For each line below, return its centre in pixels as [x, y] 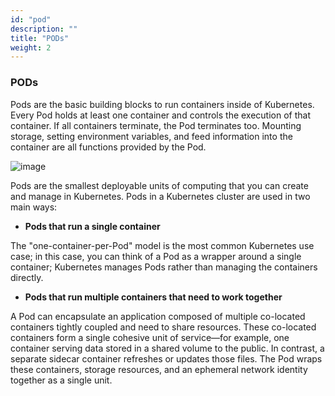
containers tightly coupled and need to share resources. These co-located [163, 327]
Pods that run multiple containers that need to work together [153, 297]
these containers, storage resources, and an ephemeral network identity [159, 369]
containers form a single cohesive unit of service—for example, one [150, 337]
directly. [27, 277]
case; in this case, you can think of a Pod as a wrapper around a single [156, 256]
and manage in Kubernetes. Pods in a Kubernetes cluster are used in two [160, 196]
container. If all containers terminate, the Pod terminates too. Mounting [156, 125]
